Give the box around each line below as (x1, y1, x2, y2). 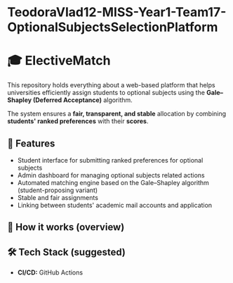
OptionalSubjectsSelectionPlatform (7, 19, 218, 35)
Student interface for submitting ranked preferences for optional (17, 156, 204, 164)
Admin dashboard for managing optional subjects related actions (17, 170, 205, 180)
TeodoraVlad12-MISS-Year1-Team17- (7, 4, 227, 20)
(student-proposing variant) (17, 186, 98, 194)
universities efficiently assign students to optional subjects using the (7, 89, 206, 97)
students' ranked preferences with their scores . (7, 117, 149, 125)
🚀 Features (7, 137, 55, 149)
